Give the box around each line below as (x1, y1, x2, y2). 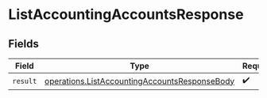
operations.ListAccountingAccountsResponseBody (44, 75, 235, 86)
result (12, 77, 37, 85)
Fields (8, 37, 40, 51)
